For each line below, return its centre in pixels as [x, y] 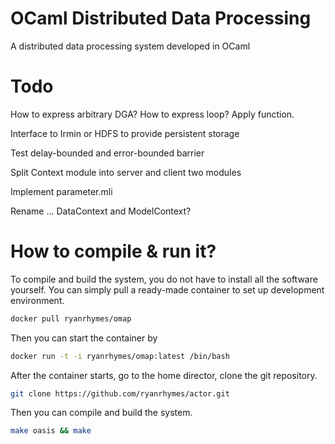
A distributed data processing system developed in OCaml [130, 46]
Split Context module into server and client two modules [126, 172]
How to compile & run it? [113, 251]
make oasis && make [51, 431]
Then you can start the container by [84, 338]
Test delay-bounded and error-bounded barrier [107, 153]
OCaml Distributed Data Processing [161, 18]
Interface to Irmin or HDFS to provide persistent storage [125, 133]
